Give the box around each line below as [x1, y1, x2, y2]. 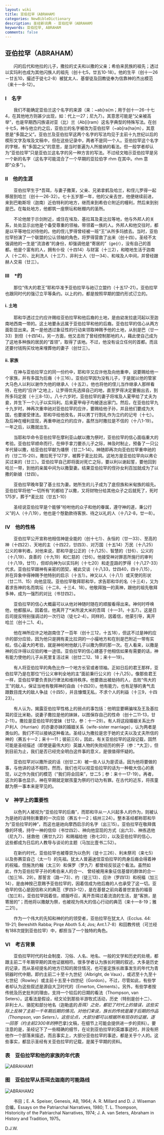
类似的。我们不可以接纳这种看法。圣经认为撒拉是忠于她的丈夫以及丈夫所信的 [5, 730, 159, 736]
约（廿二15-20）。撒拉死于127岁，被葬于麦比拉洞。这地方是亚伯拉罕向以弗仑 [5, 453, 158, 459]
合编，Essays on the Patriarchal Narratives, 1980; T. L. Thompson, [5, 1104, 138, 1110]
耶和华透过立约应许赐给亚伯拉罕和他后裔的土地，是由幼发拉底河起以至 [13, 314, 154, 320]
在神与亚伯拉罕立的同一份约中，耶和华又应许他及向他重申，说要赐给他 [13, 369, 154, 375]
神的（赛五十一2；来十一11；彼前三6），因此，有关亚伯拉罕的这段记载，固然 [5, 736, 157, 742]
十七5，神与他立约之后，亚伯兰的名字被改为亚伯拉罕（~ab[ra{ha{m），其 [5, 125, 151, 131]
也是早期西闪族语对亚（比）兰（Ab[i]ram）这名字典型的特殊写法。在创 [15, 119, 157, 125]
